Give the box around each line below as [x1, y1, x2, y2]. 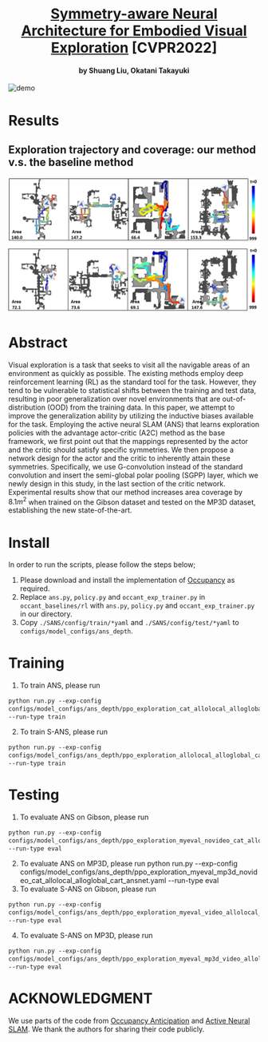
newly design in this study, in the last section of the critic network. [8, 478, 226, 488]
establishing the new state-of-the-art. [8, 505, 132, 515]
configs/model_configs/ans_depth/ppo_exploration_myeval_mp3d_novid [19, 867, 258, 877]
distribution [8, 402, 46, 412]
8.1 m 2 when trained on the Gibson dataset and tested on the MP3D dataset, [8, 496, 257, 507]
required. [19, 584, 50, 593]
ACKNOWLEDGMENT [8, 989, 153, 1008]
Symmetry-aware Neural [50, 5, 218, 23]
